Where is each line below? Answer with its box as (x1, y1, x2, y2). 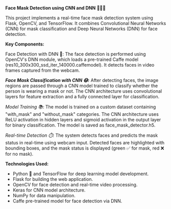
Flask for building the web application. (12, 176, 93, 182)
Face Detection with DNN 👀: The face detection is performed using (5, 51, 146, 57)
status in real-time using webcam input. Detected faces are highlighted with (5, 140, 165, 145)
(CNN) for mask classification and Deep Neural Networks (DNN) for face (5, 26, 158, 32)
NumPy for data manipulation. (12, 193, 76, 198)
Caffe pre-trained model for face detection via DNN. (12, 198, 123, 204)
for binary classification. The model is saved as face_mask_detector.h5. (5, 122, 156, 128)
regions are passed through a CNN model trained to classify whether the (5, 82, 158, 89)
